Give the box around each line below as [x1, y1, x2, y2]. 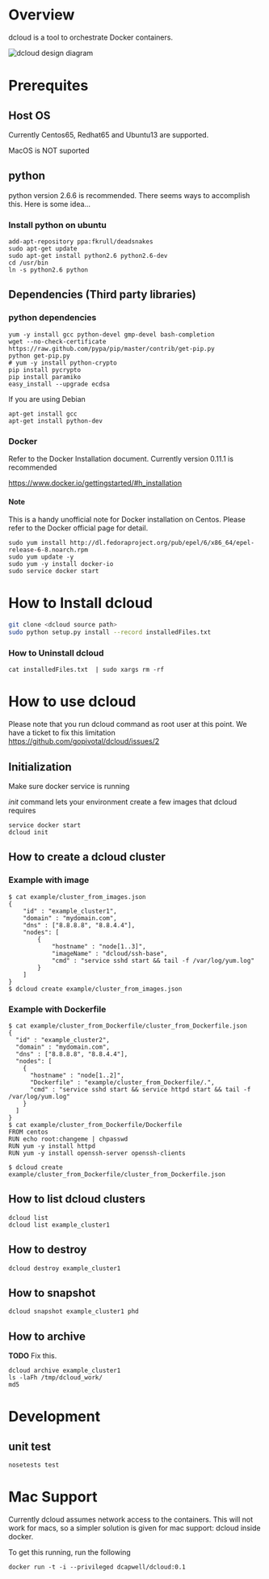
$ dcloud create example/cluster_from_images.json [8, 985, 183, 993]
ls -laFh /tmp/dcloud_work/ [8, 1374, 103, 1382]
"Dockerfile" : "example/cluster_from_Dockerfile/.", [29, 1078, 216, 1087]
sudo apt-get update [8, 245, 78, 253]
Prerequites [8, 77, 89, 95]
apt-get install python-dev [8, 416, 103, 425]
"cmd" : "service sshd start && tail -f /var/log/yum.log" [51, 956, 254, 965]
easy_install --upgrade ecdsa [8, 380, 111, 388]
